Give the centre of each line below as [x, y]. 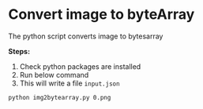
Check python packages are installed [80, 66]
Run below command [54, 74]
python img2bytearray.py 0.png [60, 97]
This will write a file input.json [70, 83]
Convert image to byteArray [101, 15]
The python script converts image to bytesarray [86, 36]
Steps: [19, 51]
